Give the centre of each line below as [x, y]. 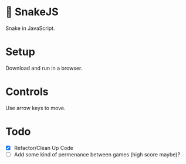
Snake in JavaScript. [30, 28]
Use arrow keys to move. [35, 108]
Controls [27, 92]
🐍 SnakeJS [32, 12]
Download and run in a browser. [44, 68]
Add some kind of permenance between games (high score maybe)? [97, 154]
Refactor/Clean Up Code [44, 148]
